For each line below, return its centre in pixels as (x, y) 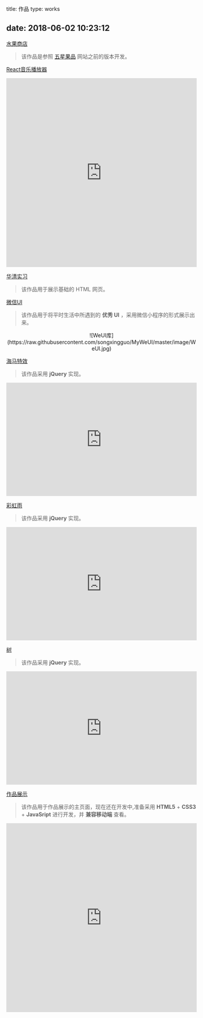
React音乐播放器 (27, 69)
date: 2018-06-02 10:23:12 (58, 28)
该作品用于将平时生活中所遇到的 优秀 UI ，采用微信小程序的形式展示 (105, 315)
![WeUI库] (101, 335)
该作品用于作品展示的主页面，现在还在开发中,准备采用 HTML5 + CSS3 (108, 806)
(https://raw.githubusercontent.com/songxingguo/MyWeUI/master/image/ (99, 342)
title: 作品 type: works (33, 9)
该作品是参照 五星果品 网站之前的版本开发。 (76, 56)
